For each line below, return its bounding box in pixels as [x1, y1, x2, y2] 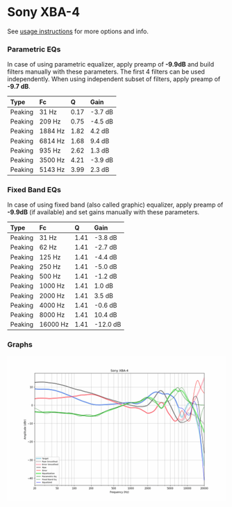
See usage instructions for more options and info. [7, 27, 149, 35]
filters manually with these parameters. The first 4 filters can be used [7, 67, 205, 76]
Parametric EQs [7, 44, 61, 54]
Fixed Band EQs [7, 184, 61, 194]
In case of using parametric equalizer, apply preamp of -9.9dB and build [7, 60, 215, 69]
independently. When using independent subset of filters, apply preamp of [7, 75, 221, 83]
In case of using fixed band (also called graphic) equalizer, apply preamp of [7, 200, 224, 209]
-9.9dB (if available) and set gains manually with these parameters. [7, 208, 200, 216]
